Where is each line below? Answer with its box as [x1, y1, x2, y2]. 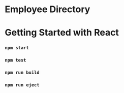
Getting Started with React [5, 27, 119, 39]
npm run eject [5, 82, 40, 88]
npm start [5, 45, 29, 51]
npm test [5, 57, 26, 63]
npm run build [5, 70, 40, 76]
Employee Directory [5, 4, 90, 15]
